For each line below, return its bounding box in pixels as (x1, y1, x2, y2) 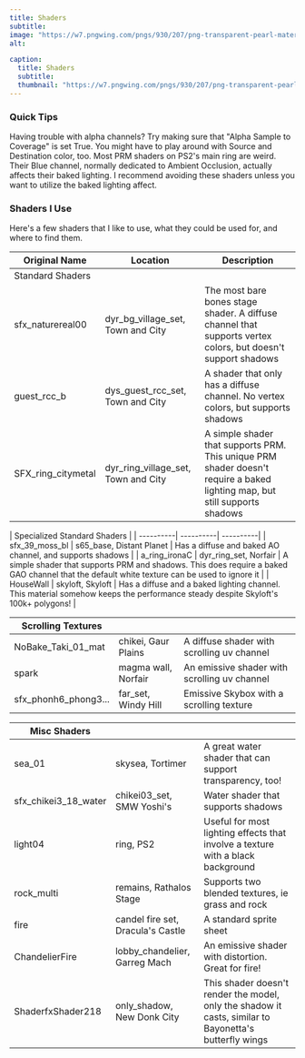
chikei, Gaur (118, 635, 170, 648)
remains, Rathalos (114, 882, 192, 894)
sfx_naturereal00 (14, 318, 88, 331)
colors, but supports (203, 401, 290, 414)
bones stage (203, 296, 258, 308)
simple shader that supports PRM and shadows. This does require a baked (9, 559, 289, 570)
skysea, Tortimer (114, 757, 187, 770)
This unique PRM (203, 450, 277, 463)
